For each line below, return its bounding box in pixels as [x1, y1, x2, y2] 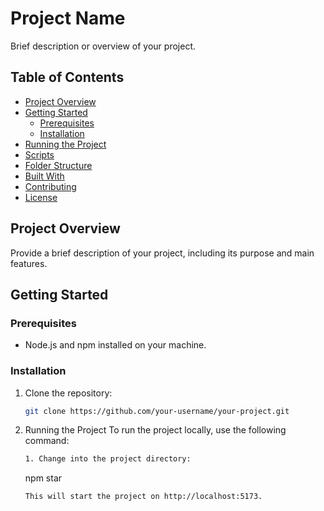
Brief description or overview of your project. [10, 40, 196, 52]
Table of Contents [10, 69, 125, 86]
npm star [24, 472, 63, 484]
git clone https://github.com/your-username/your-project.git [24, 406, 290, 416]
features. [10, 257, 48, 269]
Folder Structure [24, 159, 93, 171]
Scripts [24, 148, 55, 161]
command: [24, 435, 70, 447]
